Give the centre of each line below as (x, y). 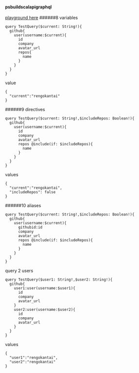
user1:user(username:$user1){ (45, 288)
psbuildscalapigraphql (29, 7)
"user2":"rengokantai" (33, 362)
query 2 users (19, 271)
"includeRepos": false (33, 192)
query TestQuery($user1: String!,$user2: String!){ (59, 280)
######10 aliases (23, 206)
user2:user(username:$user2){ (45, 310)
